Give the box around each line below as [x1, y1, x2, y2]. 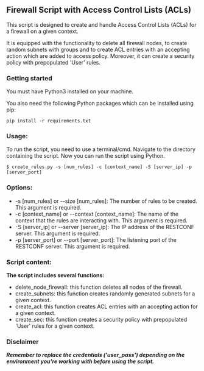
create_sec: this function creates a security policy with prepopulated [15, 316, 188, 323]
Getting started [6, 74, 53, 82]
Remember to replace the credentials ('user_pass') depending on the [6, 352, 185, 359]
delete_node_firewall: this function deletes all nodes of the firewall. [15, 283, 183, 291]
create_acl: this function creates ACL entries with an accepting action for [15, 303, 198, 310]
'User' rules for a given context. [15, 322, 95, 330]
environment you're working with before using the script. [6, 358, 154, 365]
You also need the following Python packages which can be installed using [6, 100, 194, 107]
